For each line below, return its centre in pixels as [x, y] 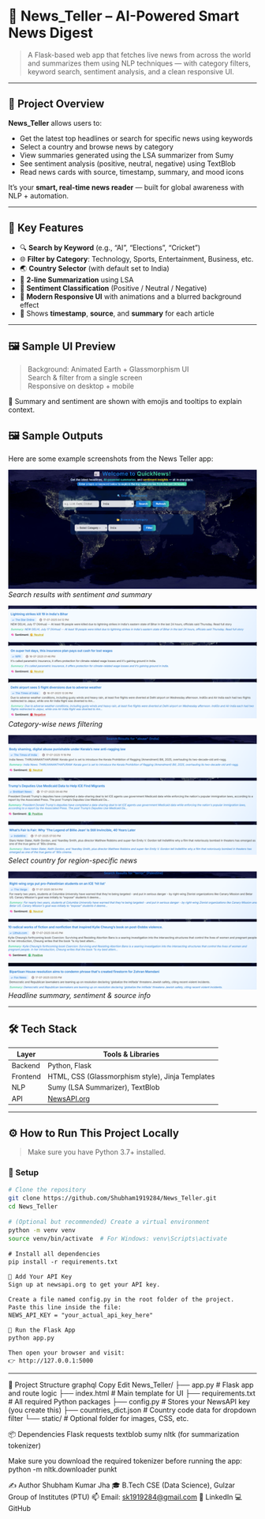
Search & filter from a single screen [85, 378]
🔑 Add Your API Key [40, 1276]
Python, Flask [70, 1065]
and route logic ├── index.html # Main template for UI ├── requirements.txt [132, 1393]
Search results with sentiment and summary [80, 594]
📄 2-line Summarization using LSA [77, 279]
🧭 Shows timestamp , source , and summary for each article [117, 313]
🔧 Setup [24, 1172]
